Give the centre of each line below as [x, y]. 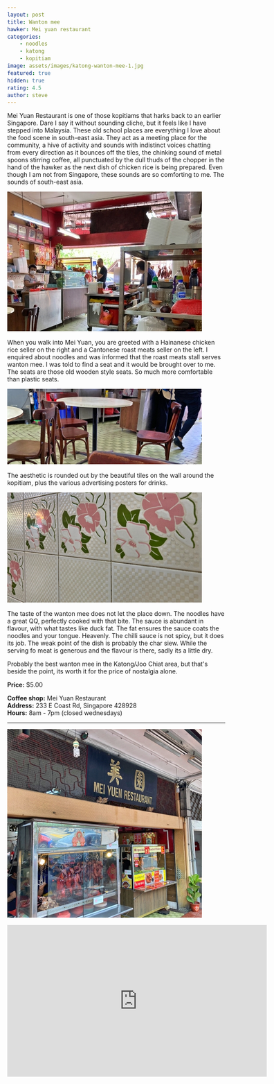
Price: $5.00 [25, 685]
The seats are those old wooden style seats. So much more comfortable [110, 372]
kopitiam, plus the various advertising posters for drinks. [88, 483]
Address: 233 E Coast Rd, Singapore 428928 [72, 706]
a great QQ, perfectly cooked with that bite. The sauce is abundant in [106, 621]
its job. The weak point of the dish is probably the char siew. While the [107, 643]
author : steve [28, 95]
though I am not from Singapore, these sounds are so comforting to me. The [116, 175]
